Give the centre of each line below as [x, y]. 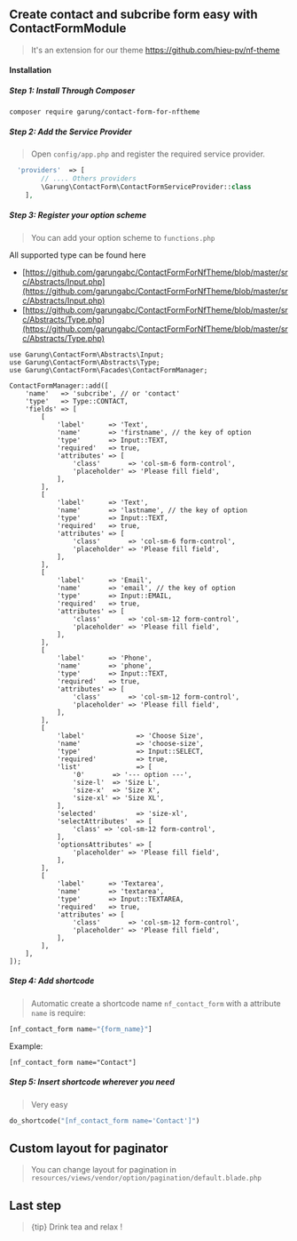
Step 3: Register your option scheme [78, 215]
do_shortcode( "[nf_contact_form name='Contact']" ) [105, 1121]
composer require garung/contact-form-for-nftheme [105, 112]
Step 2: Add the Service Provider [71, 132]
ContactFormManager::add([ [59, 386]
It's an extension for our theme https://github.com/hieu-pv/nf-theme [155, 50]
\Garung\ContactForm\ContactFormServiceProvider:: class [146, 187]
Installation [30, 70]
